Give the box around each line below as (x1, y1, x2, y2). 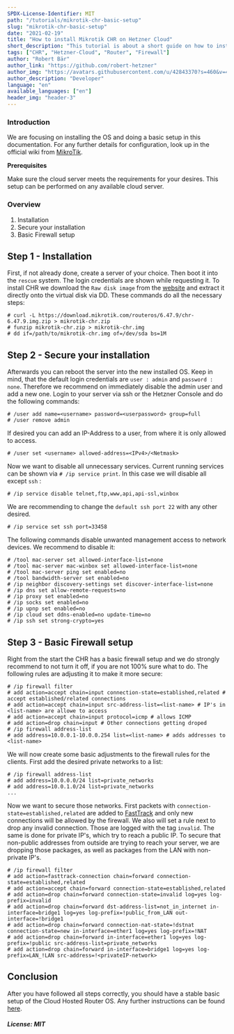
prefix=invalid (7, 898, 52, 904)
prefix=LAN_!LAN (7, 952, 54, 959)
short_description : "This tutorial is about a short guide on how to (7, 42, 214, 49)
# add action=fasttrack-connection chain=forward (7, 873, 155, 880)
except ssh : (7, 477, 42, 485)
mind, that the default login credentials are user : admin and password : (7, 375, 214, 384)
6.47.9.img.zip (7, 318, 52, 325)
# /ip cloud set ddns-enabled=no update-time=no (7, 611, 151, 618)
